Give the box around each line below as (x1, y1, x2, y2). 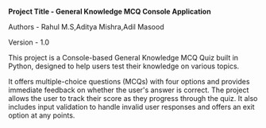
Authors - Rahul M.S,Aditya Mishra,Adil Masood (8, 22, 164, 31)
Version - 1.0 (8, 37, 50, 47)
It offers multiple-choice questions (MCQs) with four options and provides (8, 77, 250, 86)
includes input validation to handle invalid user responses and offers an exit (8, 103, 256, 111)
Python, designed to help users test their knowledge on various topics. (8, 61, 240, 71)
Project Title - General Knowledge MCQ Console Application (8, 7, 212, 16)
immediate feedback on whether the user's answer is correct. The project (8, 85, 249, 95)
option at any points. (8, 111, 75, 120)
